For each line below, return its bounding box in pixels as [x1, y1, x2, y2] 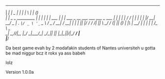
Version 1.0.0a [5, 69, 34, 75]
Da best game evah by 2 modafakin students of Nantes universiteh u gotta [5, 45, 156, 51]
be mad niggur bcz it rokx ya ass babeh [5, 50, 86, 56]
